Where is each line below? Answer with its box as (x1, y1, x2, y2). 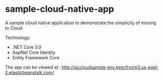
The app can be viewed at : (5, 64, 61, 70)
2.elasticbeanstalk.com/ (5, 69, 55, 75)
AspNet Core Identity (12, 49, 55, 55)
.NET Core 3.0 (12, 44, 42, 50)
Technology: (5, 35, 31, 40)
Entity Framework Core (12, 54, 59, 60)
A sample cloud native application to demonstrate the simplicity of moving (5, 20, 157, 26)
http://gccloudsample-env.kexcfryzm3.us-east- (61, 64, 159, 70)
